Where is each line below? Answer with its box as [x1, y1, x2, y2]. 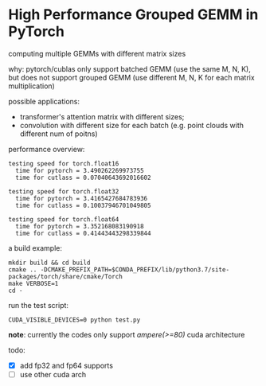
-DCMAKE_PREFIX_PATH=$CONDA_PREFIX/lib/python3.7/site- [40, 265, 229, 274]
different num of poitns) [19, 129, 98, 138]
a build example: [8, 243, 62, 252]
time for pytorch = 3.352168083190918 [15, 222, 145, 230]
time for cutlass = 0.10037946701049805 [15, 201, 151, 209]
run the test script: [8, 300, 69, 310]
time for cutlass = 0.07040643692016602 [15, 174, 151, 181]
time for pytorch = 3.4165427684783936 [15, 194, 148, 202]
